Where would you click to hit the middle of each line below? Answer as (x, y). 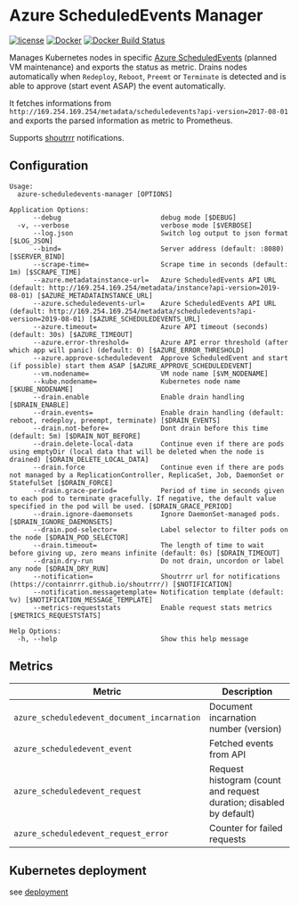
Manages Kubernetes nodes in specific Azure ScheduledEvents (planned (143, 57)
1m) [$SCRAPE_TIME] (45, 272)
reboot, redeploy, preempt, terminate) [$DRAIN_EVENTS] (115, 420)
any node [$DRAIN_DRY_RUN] (59, 568)
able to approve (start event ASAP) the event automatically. (117, 86)
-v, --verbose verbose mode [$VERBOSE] (135, 225)
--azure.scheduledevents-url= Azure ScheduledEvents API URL (154, 303)
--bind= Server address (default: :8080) (158, 249)
